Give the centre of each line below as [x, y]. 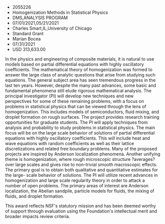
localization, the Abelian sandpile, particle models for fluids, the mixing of [80, 191]
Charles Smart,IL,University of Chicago [52, 28]
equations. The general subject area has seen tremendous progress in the [80, 80]
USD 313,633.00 [29, 49]
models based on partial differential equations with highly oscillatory [75, 64]
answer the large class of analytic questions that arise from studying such [80, 75]
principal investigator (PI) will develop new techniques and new [69, 96]
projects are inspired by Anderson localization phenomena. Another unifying [83, 154]
